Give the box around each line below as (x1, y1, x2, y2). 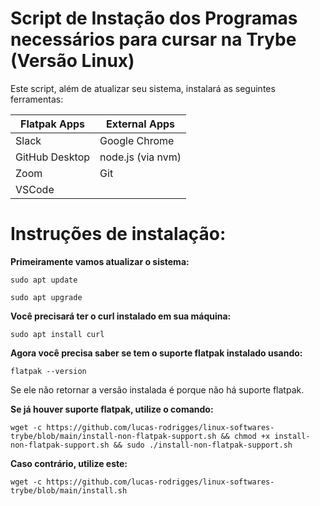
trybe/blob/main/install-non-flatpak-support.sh (10, 431, 217, 441)
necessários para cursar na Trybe (10, 28, 297, 51)
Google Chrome (99, 133, 175, 147)
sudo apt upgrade (10, 292, 83, 302)
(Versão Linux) (10, 50, 135, 72)
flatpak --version (10, 366, 87, 376)
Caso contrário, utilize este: (10, 457, 128, 469)
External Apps (106, 117, 176, 131)
